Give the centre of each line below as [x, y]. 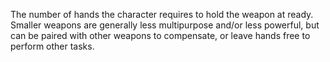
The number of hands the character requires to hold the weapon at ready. [162, 14]
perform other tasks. [52, 46]
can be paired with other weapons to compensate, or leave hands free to [160, 35]
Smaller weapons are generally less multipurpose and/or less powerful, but [165, 25]
